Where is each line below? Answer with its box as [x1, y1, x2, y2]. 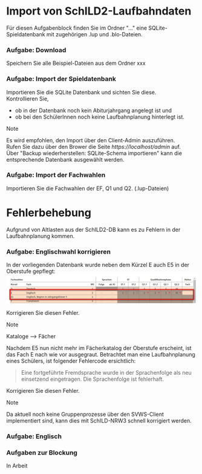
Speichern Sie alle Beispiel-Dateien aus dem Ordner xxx [6, 59, 146, 67]
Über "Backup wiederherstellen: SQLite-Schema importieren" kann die [6, 150, 183, 157]
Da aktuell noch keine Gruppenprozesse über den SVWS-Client [6, 410, 165, 418]
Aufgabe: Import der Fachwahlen [6, 171, 106, 179]
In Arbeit [6, 462, 28, 470]
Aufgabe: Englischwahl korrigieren [6, 247, 111, 255]
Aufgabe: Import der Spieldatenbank [6, 74, 116, 83]
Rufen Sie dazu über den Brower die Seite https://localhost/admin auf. [6, 143, 181, 150]
